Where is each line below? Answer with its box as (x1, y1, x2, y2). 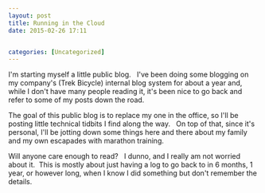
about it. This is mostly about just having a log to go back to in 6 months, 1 (8, 160, 253, 170)
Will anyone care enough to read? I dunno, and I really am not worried (8, 152, 241, 161)
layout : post (8, 11, 52, 20)
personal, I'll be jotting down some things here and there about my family (8, 128, 248, 137)
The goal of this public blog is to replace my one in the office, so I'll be (8, 111, 239, 120)
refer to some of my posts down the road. (8, 95, 145, 104)
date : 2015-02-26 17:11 (8, 26, 88, 34)
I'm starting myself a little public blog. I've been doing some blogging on (8, 69, 249, 80)
